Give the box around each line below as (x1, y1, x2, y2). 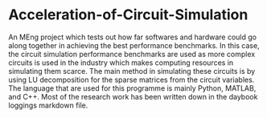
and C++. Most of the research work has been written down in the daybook (8, 92, 258, 101)
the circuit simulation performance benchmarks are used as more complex (8, 49, 256, 59)
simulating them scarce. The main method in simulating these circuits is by (8, 66, 256, 75)
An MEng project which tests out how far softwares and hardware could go (8, 32, 257, 42)
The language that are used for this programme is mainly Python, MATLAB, (8, 83, 257, 93)
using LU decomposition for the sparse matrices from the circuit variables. (8, 75, 255, 84)
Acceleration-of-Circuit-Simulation (8, 6, 249, 24)
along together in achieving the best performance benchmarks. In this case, (8, 40, 260, 50)
